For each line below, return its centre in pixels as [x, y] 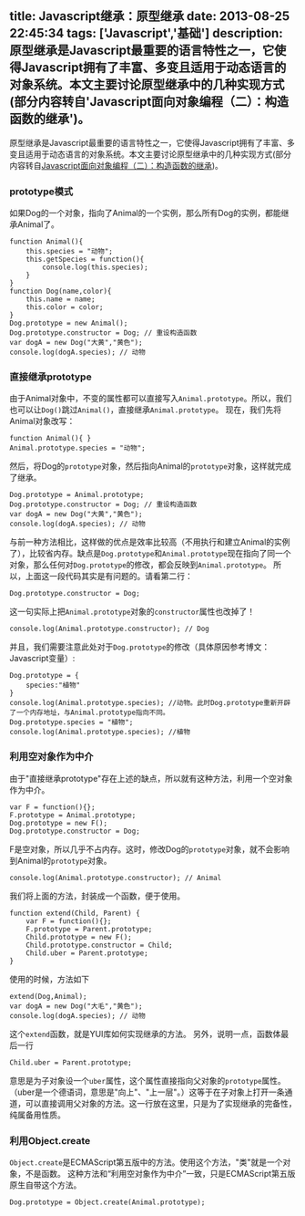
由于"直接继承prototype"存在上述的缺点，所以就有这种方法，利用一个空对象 [151, 778]
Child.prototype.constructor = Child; [99, 945]
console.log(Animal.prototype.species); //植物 [100, 733]
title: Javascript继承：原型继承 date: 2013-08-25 [150, 16]
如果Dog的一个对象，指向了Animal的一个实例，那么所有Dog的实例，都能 [146, 213]
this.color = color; [65, 307]
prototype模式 [41, 192]
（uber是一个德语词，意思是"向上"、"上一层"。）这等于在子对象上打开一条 [147, 1092]
